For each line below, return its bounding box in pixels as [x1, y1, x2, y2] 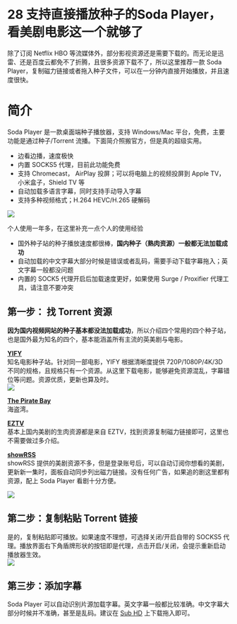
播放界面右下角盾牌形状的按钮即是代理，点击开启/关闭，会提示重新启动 [19, 541, 226, 550]
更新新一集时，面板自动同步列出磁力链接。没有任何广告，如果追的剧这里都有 [7, 468, 230, 476]
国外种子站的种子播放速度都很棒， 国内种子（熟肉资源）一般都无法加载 [17, 238, 222, 248]
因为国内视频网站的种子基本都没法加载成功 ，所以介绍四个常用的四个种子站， [7, 326, 230, 335]
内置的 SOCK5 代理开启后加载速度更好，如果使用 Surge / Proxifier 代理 [17, 274, 224, 283]
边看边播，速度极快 [17, 151, 74, 160]
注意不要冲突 [36, 283, 74, 291]
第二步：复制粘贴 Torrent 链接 [7, 512, 138, 524]
